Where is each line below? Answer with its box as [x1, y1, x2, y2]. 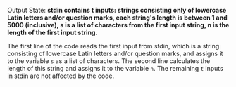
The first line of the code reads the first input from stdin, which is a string [7, 42, 220, 50]
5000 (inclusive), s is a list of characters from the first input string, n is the [7, 21, 230, 29]
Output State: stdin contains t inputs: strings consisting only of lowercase [7, 6, 227, 14]
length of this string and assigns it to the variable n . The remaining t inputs [7, 65, 223, 72]
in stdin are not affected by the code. [7, 72, 115, 80]
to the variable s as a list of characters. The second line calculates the [7, 57, 211, 65]
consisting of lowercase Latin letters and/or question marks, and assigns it [7, 49, 223, 58]
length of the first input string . [7, 28, 97, 36]
